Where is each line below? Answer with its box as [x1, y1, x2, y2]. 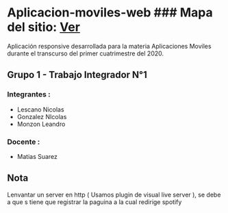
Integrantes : [7, 90, 51, 99]
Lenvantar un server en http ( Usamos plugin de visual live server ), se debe [7, 190, 221, 199]
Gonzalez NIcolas [16, 112, 67, 121]
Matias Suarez [16, 152, 58, 160]
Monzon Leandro [16, 120, 66, 128]
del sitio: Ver [7, 19, 81, 35]
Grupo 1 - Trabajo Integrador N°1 [7, 69, 147, 81]
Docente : [7, 137, 40, 147]
